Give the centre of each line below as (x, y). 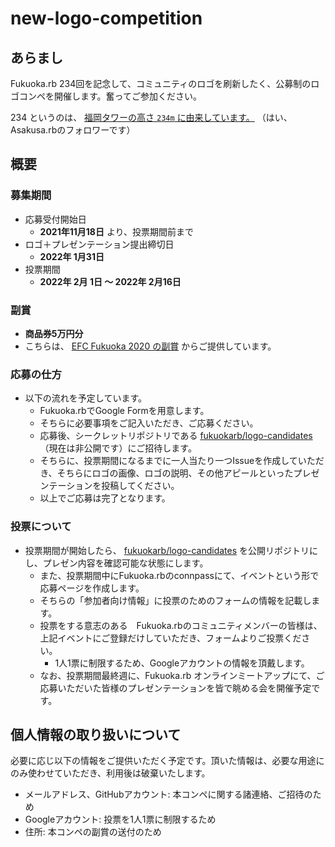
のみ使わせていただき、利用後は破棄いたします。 (110, 773)
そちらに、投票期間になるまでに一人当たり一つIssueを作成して (168, 461)
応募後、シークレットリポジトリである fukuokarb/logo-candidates (176, 436)
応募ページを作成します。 (92, 588)
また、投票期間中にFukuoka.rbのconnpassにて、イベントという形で (179, 575)
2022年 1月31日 (72, 256)
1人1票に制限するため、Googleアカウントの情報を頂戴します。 (182, 663)
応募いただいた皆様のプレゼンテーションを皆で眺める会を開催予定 (175, 688)
